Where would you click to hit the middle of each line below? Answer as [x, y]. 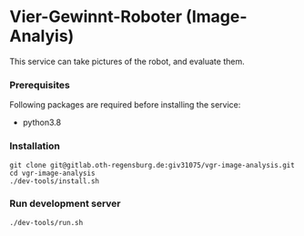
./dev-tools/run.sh [46, 222]
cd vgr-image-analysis [52, 173]
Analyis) [42, 36]
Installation [35, 146]
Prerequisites [40, 85]
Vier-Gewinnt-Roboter [96, 17]
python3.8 [42, 123]
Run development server [65, 204]
